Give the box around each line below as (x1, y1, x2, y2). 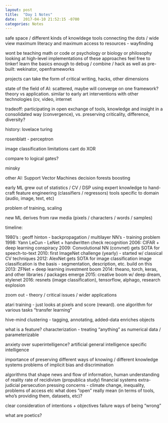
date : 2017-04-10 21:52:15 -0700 (5, 17, 80, 22)
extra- (138, 377, 151, 383)
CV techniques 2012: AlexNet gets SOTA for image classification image (5, 255, 152, 261)
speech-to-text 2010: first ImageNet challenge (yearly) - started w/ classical (5, 250, 163, 256)
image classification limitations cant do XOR (5, 146, 96, 152)
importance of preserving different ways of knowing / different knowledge (5, 357, 158, 363)
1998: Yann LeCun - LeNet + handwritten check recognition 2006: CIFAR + (5, 239, 159, 246)
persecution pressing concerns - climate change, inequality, (21, 382, 145, 388)
